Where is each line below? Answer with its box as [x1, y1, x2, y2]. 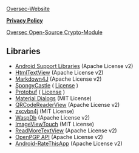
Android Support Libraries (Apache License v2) [15, 62, 134, 69]
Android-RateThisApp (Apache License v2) [15, 140, 123, 147]
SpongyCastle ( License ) [15, 81, 79, 89]
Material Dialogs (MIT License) [15, 94, 92, 102]
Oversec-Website [6, 5, 50, 12]
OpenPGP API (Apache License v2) [15, 133, 103, 140]
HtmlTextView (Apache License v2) [15, 69, 104, 76]
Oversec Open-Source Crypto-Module [6, 29, 103, 36]
